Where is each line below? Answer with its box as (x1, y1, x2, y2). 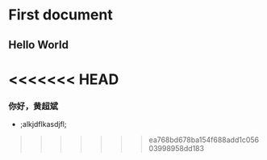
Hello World (8, 38, 69, 52)
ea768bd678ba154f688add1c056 (148, 135, 260, 145)
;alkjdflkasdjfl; (19, 120, 67, 129)
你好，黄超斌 (8, 100, 59, 112)
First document (8, 6, 113, 24)
